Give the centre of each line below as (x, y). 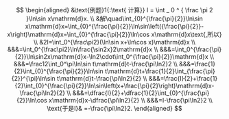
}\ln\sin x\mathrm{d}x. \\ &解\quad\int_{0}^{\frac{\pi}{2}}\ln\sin (114, 18)
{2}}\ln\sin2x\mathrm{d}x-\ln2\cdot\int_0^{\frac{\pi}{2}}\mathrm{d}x (112, 56)
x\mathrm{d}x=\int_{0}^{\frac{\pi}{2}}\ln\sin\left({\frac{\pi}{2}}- (114, 26)
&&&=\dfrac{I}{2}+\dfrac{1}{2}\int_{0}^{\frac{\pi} (141, 93)
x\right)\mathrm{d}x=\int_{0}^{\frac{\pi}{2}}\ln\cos (79, 34)
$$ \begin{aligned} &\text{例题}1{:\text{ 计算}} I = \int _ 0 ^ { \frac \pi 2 (114, 10)
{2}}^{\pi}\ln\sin (33, 78)
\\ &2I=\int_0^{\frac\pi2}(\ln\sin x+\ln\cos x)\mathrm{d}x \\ (114, 42)
